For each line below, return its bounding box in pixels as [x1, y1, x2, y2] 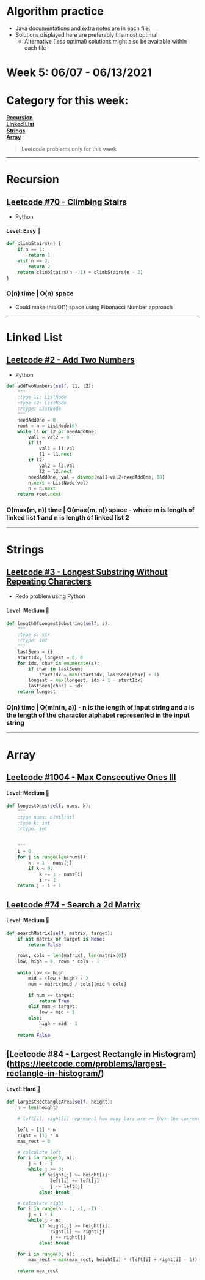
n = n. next [28, 485, 56, 491]
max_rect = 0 [17, 1138, 51, 1144]
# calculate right [17, 1200, 64, 1206]
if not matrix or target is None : [17, 936, 105, 942]
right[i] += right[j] [49, 1229, 105, 1235]
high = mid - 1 [38, 1021, 78, 1027]
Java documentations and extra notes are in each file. [15, 25, 151, 32]
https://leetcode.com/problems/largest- [9, 1059, 167, 1069]
